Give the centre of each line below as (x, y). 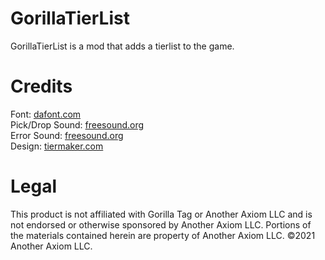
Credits (41, 86)
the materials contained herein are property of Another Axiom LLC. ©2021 (163, 235)
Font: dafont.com (46, 114)
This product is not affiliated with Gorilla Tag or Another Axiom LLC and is (161, 214)
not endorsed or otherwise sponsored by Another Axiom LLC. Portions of (161, 224)
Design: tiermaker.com (57, 146)
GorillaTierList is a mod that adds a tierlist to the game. (122, 46)
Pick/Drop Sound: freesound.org (77, 124)
